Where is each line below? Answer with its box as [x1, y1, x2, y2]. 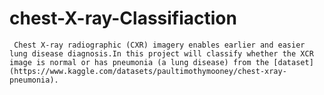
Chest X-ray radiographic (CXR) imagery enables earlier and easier [13, 40, 306, 50]
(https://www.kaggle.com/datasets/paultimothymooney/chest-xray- [9, 66, 287, 76]
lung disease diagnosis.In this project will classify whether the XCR [9, 48, 314, 59]
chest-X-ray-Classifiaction [9, 7, 237, 30]
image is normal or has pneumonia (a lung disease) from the [9, 57, 270, 67]
